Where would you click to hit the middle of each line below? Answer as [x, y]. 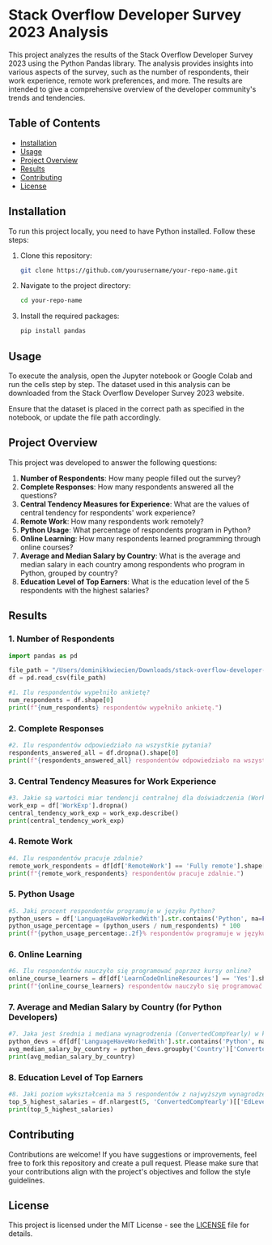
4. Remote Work [40, 842]
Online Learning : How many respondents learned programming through [140, 538]
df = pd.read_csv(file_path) [57, 678]
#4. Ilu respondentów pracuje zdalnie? [76, 858]
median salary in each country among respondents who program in [132, 564]
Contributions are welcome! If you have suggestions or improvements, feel [133, 1154]
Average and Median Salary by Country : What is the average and [130, 556]
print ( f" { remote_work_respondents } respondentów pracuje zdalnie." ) [126, 873]
